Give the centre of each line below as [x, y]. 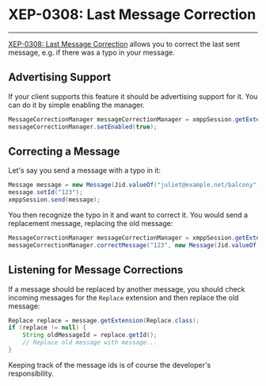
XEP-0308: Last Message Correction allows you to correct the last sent [124, 44]
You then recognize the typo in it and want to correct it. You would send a [128, 215]
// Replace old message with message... [90, 342]
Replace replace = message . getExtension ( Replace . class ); [104, 320]
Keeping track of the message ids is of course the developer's [110, 365]
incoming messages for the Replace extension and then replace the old [123, 297]
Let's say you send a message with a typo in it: [84, 170]
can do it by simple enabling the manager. [76, 105]
